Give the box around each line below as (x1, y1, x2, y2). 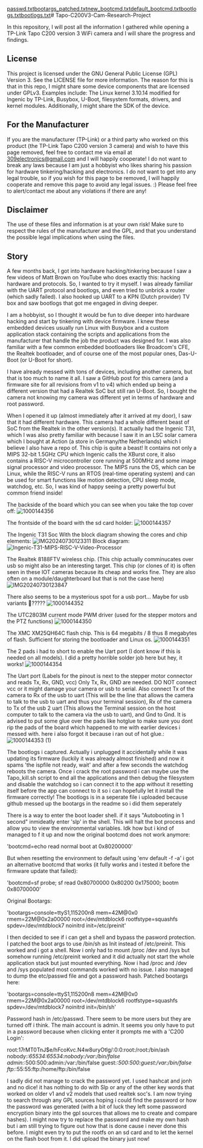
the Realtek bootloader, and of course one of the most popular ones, (7, 350, 178, 357)
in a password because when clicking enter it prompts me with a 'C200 (7, 1028, 184, 1035)
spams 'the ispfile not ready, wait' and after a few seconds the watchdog (7, 761, 188, 769)
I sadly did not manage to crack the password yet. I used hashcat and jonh (7, 1077, 193, 1084)
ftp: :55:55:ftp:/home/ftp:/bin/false (7, 1066, 91, 1073)
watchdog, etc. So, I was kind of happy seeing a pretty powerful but (7, 483, 176, 490)
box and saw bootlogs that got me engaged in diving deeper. (7, 299, 159, 307)
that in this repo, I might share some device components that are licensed (7, 82, 190, 90)
